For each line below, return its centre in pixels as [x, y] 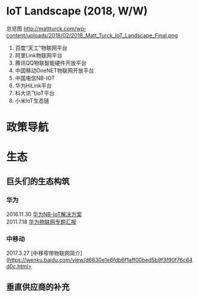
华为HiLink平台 [33, 85]
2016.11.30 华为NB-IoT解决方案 [44, 214]
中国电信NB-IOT [35, 78]
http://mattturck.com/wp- [55, 28]
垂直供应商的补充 [38, 287]
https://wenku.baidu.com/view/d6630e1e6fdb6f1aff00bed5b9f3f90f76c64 [100, 260]
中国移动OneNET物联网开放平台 [54, 70]
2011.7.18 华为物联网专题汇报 [41, 222]
